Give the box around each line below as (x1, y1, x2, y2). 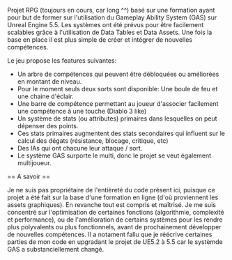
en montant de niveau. (17, 77, 82, 86)
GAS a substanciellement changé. (7, 245, 105, 253)
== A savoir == (7, 172, 51, 181)
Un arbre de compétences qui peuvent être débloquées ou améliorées (17, 70, 219, 78)
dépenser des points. (17, 122, 79, 130)
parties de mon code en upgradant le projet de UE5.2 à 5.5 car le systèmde (7, 238, 223, 246)
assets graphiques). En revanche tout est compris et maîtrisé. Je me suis (7, 201, 216, 208)
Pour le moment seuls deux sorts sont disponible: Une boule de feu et (17, 85, 218, 93)
